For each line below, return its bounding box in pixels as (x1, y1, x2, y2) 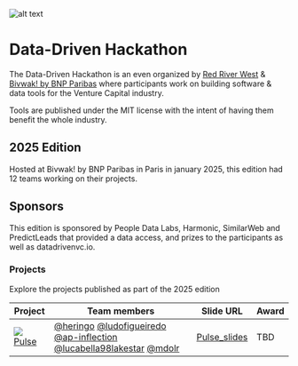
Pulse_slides (196, 330, 248, 343)
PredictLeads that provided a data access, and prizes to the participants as (9, 232, 284, 243)
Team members (87, 305, 155, 317)
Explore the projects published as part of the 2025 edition (9, 283, 220, 294)
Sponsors (9, 199, 64, 214)
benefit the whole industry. (9, 114, 108, 124)
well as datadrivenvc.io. (9, 241, 96, 252)
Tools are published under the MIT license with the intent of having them (9, 105, 274, 115)
